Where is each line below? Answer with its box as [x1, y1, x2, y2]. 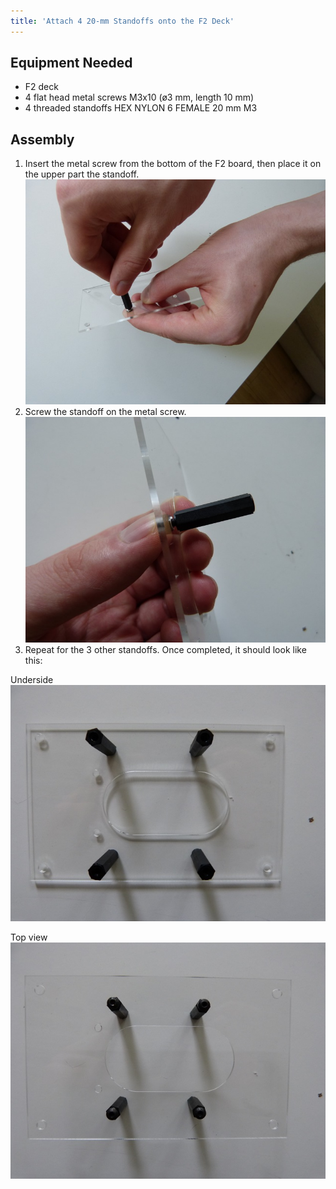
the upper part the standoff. [24, 168, 140, 180]
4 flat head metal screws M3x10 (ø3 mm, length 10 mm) [24, 91, 255, 104]
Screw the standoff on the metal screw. [24, 406, 187, 418]
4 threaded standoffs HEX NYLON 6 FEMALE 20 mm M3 [24, 102, 258, 114]
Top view [10, 931, 48, 943]
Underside [10, 673, 54, 685]
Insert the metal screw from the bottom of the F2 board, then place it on [24, 158, 322, 170]
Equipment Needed [10, 55, 133, 72]
